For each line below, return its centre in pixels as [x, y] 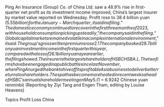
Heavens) [15, 90]
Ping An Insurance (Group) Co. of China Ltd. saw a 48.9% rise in [70, 7]
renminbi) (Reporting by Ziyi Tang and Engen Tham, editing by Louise [75, 85]
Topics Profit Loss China [30, 99]
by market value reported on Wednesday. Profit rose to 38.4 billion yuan [77, 17]
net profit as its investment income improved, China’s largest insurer [89, 12]
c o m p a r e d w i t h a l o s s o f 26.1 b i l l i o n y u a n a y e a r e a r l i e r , [55, 54]
